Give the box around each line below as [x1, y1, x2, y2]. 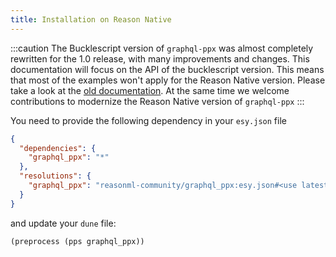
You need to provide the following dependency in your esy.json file [10, 114, 287, 126]
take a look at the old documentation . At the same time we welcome [10, 84, 290, 96]
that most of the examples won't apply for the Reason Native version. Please [10, 74, 326, 86]
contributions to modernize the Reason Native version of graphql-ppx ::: [10, 95, 305, 107]
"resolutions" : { [19, 171, 92, 181]
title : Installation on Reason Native [10, 14, 172, 25]
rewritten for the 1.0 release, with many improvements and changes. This [10, 52, 310, 65]
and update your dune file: [10, 217, 117, 229]
